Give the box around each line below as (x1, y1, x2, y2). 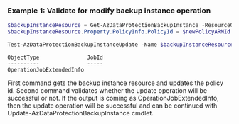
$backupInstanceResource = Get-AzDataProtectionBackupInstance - (7, 22, 205, 29)
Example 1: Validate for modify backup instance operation (7, 6, 211, 16)
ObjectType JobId (7, 54, 103, 61)
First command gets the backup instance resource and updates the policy (7, 79, 224, 87)
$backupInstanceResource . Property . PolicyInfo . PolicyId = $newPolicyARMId (7, 28, 231, 35)
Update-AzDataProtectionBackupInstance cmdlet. (7, 108, 154, 117)
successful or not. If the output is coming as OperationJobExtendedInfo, (7, 94, 219, 102)
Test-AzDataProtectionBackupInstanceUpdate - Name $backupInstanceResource (7, 41, 234, 48)
